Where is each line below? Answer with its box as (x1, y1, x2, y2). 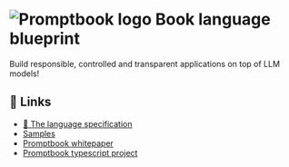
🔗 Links (9, 94, 52, 110)
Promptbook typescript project (22, 147, 138, 158)
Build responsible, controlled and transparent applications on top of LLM (9, 58, 280, 69)
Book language (154, 9, 271, 30)
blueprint (9, 28, 80, 49)
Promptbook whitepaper (22, 137, 114, 149)
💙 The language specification (22, 118, 133, 129)
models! (9, 68, 40, 79)
